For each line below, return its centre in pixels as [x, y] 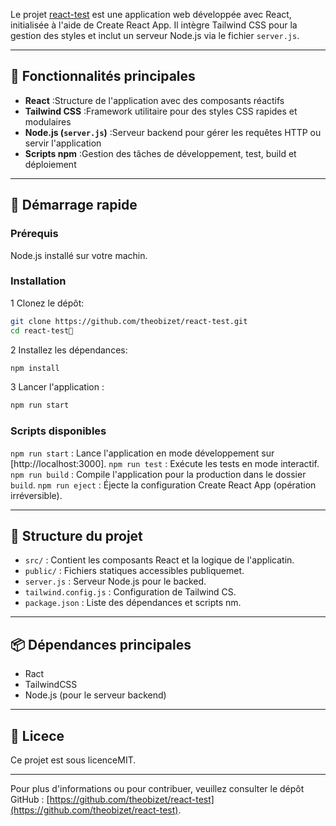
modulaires [48, 121]
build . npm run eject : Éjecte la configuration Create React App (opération [163, 485]
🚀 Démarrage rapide [74, 205]
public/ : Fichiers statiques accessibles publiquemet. [134, 571]
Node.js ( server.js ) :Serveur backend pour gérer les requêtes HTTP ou [173, 132]
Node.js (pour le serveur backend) [95, 695]
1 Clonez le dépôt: [47, 303]
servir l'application [63, 143]
